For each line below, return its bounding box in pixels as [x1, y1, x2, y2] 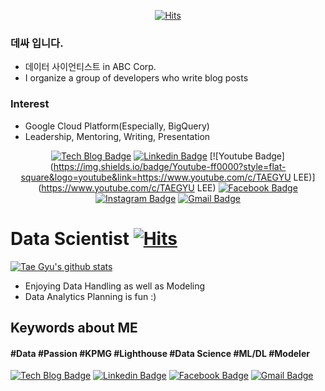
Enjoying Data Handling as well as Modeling [24, 280, 206, 292]
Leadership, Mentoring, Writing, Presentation [24, 130, 211, 142]
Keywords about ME [10, 319, 138, 336]
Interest [10, 97, 50, 111]
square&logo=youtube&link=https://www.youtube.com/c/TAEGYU [20, 171, 292, 183]
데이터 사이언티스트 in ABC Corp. [24, 61, 157, 73]
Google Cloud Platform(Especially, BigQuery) [24, 120, 210, 132]
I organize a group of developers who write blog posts [24, 72, 249, 84]
